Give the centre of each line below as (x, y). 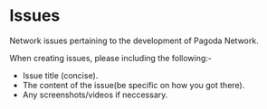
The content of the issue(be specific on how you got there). (133, 85)
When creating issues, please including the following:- (111, 58)
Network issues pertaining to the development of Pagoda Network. (134, 41)
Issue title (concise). (60, 75)
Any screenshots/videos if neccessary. (95, 95)
